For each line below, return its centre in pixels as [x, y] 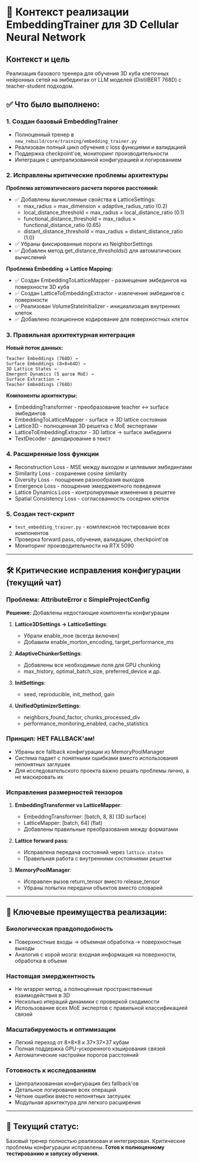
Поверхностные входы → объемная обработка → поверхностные [98, 942]
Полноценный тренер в [44, 134]
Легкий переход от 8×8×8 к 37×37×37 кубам [72, 1043]
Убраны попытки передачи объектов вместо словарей [93, 888]
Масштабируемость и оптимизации [61, 1030]
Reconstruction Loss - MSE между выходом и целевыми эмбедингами [103, 467]
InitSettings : [30, 683]
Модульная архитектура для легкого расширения [78, 1102]
